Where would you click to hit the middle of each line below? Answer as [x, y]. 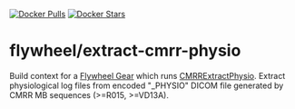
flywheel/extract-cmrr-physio [125, 51]
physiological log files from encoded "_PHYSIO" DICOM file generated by [147, 85]
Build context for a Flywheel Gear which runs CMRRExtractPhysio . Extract [147, 75]
